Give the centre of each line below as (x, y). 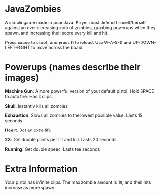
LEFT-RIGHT (18, 47)
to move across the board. (58, 47)
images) (22, 78)
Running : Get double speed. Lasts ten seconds (52, 149)
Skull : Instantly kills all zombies (37, 106)
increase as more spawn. (30, 187)
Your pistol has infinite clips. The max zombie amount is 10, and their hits (78, 182)
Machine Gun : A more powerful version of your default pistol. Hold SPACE (80, 91)
